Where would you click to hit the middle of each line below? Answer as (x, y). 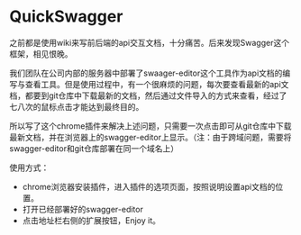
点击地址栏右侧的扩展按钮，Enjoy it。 (91, 220)
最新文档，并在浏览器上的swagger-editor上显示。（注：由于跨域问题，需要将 (150, 137)
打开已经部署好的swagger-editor (83, 209)
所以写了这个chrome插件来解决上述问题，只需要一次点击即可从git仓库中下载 (150, 126)
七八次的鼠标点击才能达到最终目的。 (77, 106)
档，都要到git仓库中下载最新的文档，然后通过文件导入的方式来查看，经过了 (148, 95)
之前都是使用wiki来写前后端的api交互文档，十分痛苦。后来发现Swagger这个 (150, 42)
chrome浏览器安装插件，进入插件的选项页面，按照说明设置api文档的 (149, 186)
